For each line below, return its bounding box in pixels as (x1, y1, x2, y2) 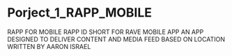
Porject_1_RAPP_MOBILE (7, 5, 152, 21)
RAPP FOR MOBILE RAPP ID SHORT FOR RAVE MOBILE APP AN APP (7, 28, 204, 36)
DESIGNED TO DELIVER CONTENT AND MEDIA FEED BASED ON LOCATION (7, 35, 225, 43)
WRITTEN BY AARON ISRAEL (7, 42, 91, 50)
